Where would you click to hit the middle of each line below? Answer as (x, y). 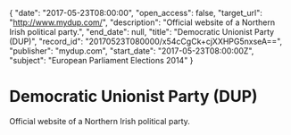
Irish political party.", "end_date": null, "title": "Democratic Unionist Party (142, 32)
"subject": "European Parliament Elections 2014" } (101, 60)
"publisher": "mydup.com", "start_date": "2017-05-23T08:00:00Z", (132, 51)
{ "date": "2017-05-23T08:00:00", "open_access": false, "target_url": (136, 13)
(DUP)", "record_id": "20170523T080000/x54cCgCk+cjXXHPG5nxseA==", (146, 41)
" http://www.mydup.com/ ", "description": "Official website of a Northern (142, 22)
